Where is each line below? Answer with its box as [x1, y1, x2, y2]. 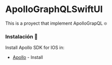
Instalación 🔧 [5, 33, 38, 40]
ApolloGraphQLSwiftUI [5, 4, 103, 15]
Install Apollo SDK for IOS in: [5, 44, 65, 51]
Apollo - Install [12, 54, 43, 60]
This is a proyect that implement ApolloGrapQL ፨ [5, 20, 107, 26]
